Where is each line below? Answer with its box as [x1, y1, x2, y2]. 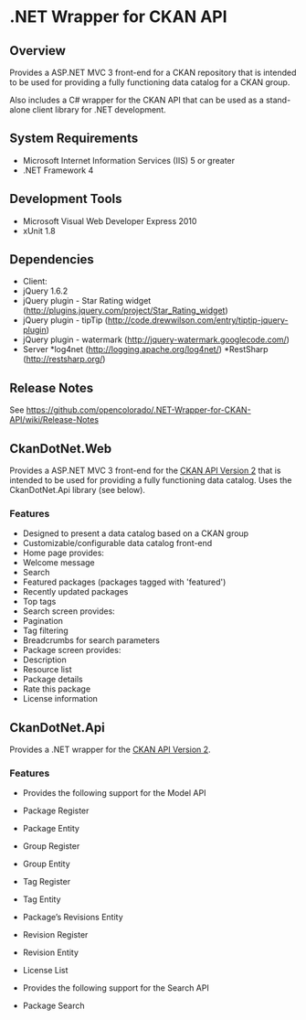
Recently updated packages [22, 586, 129, 597]
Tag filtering [22, 625, 69, 637]
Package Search [22, 1000, 85, 1012]
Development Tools [9, 191, 122, 207]
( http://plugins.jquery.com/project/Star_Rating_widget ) [22, 305, 228, 317]
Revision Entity [22, 947, 79, 958]
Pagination [22, 616, 64, 627]
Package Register [22, 805, 90, 816]
